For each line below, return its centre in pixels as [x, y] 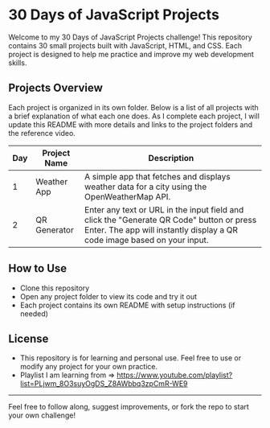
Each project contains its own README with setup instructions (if [127, 305]
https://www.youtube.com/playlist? [174, 375]
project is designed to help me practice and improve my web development [131, 54]
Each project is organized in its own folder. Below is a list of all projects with [133, 107]
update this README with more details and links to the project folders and [131, 124]
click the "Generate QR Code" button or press [170, 220]
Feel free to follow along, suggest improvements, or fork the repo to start [129, 407]
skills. [18, 63]
